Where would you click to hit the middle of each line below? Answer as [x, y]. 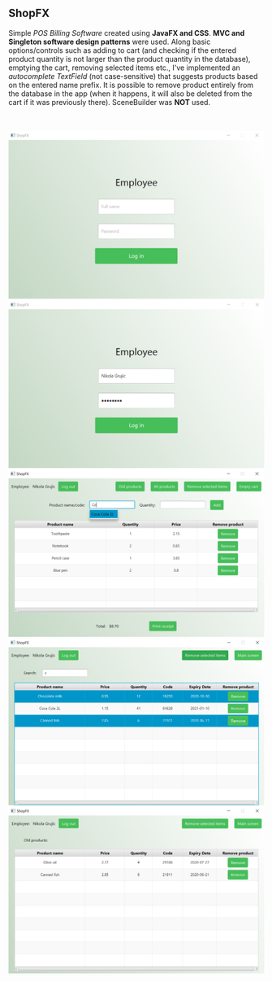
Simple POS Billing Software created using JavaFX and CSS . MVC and [127, 33]
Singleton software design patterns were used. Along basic [110, 41]
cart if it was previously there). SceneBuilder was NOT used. [110, 102]
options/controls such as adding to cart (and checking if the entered [123, 50]
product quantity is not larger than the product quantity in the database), [130, 59]
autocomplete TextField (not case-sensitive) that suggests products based [133, 76]
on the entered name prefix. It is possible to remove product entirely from [131, 85]
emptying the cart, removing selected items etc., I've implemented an [125, 68]
